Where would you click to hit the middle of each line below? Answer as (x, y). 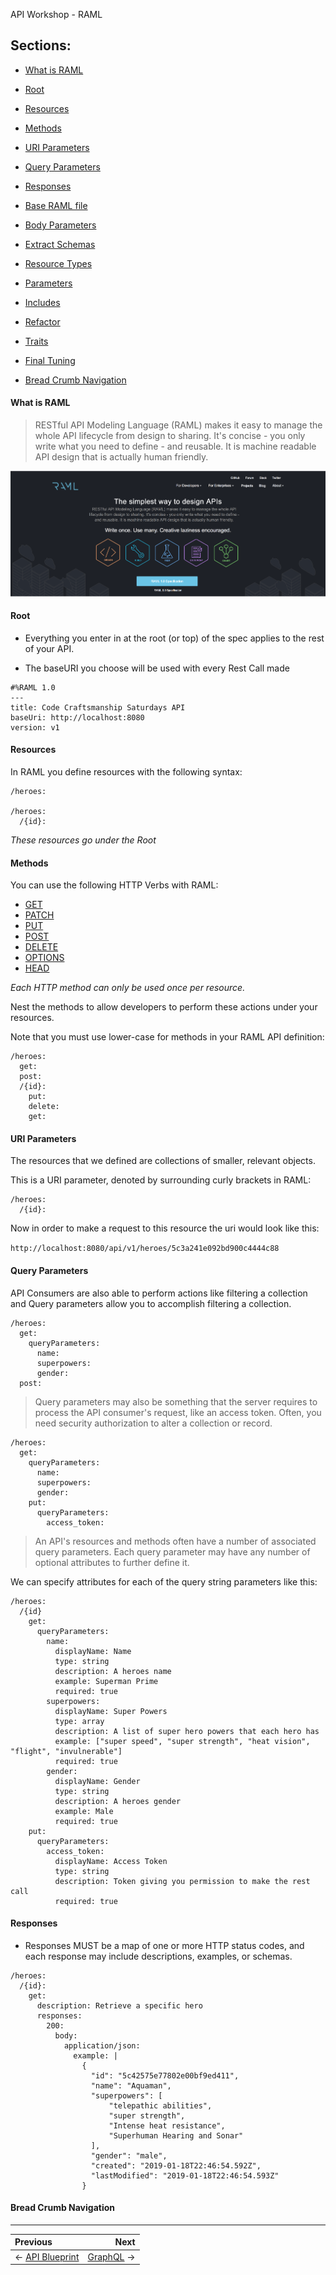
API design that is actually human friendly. (121, 457)
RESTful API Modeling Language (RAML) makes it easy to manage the (178, 425)
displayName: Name (93, 1651)
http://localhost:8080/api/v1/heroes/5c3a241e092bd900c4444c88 (145, 1249)
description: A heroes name (113, 1671)
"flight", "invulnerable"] (66, 1751)
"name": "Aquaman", (131, 2085)
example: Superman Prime (106, 1681)
